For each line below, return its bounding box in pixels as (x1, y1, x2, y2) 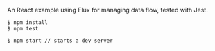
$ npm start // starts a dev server (7, 37, 113, 44)
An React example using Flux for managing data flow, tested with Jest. (7, 6, 208, 14)
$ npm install (7, 19, 49, 26)
